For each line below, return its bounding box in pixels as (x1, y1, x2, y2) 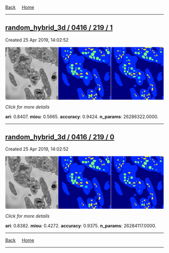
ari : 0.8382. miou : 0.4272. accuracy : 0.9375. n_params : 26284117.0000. (5, 223, 157, 229)
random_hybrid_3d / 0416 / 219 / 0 (5, 133, 115, 141)
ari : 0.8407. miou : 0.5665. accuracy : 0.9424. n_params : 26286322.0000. (5, 113, 159, 120)
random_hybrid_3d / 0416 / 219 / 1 (5, 24, 113, 32)
